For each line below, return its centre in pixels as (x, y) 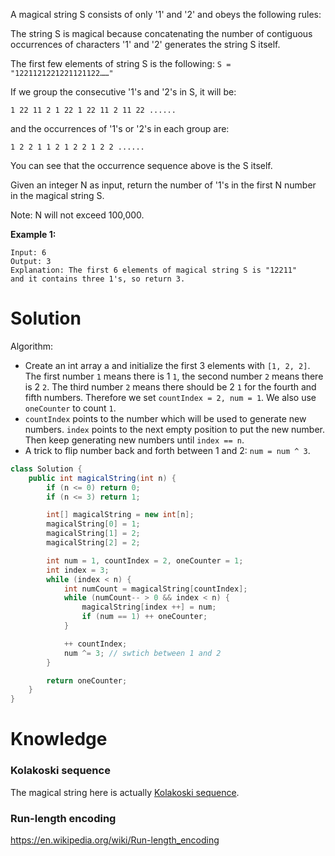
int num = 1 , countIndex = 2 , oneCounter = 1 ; (145, 560)
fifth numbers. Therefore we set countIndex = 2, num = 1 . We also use (170, 397)
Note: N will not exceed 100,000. (77, 215)
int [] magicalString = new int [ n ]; (120, 515)
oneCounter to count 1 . (70, 408)
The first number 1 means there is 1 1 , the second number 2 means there (174, 376)
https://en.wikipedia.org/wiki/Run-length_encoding (115, 840)
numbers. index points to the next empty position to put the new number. (175, 429)
